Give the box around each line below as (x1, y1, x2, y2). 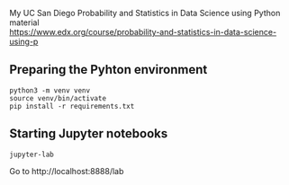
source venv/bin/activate (9, 93, 106, 102)
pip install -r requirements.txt (9, 101, 135, 110)
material (9, 17, 40, 28)
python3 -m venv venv (9, 85, 91, 95)
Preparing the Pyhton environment (9, 62, 208, 77)
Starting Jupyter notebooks (9, 126, 168, 142)
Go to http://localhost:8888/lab (9, 165, 124, 176)
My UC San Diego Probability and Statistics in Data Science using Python (9, 8, 281, 18)
